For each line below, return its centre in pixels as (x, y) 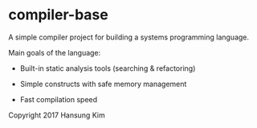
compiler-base (58, 15)
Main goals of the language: (55, 52)
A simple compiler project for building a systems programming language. (129, 37)
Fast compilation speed (59, 99)
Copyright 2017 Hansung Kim (57, 115)
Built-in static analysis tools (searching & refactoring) (108, 68)
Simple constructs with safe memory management (103, 84)
